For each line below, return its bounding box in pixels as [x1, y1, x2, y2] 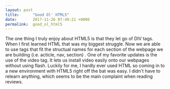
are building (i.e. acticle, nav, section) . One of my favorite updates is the [5, 52, 158, 58]
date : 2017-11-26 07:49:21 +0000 [5, 17, 90, 22]
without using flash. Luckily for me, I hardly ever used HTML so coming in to [5, 63, 165, 69]
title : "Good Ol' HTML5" [5, 12, 70, 17]
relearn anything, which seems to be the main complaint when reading [5, 73, 153, 79]
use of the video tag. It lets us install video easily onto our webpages [5, 57, 149, 64]
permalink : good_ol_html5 [5, 21, 63, 27]
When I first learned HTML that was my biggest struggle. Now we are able [5, 41, 161, 47]
